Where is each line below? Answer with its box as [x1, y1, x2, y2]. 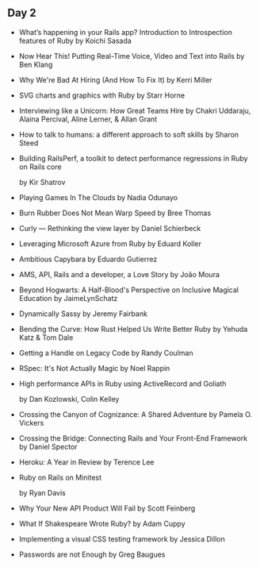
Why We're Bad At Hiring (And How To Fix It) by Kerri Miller [18, 75, 212, 84]
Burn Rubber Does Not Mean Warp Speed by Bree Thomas [18, 208, 212, 218]
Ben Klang [18, 60, 53, 69]
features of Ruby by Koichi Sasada [18, 36, 132, 45]
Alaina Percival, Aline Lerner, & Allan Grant [18, 114, 158, 124]
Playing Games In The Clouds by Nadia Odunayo [18, 192, 178, 202]
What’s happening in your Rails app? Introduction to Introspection [18, 27, 233, 37]
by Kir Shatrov [18, 177, 66, 187]
